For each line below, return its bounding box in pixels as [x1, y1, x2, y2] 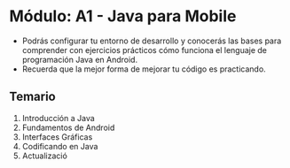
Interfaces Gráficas [21, 131, 93, 142]
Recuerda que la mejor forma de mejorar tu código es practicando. [21, 64, 266, 74]
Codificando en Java [21, 141, 98, 151]
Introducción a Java [21, 112, 95, 123]
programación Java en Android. [21, 54, 138, 65]
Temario [9, 89, 56, 104]
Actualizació [21, 150, 68, 161]
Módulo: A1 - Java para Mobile [9, 6, 237, 27]
